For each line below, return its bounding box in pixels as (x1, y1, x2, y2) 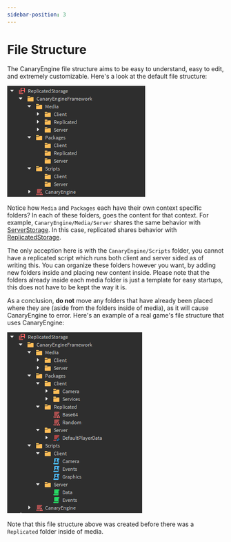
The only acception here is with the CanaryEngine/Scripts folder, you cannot (7, 246, 224, 255)
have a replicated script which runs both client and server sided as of (7, 253, 204, 262)
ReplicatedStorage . (7, 233, 62, 241)
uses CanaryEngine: (7, 318, 64, 327)
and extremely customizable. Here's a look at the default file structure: (7, 72, 208, 80)
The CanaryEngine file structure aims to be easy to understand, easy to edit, (7, 64, 224, 72)
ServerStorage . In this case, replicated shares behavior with (7, 225, 177, 234)
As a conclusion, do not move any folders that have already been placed (7, 296, 213, 304)
